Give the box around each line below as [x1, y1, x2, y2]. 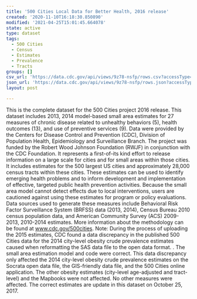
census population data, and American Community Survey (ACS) [6, 212, 163, 219]
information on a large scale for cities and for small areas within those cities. [6, 156, 191, 163]
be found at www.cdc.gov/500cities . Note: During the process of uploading [6, 224, 188, 232]
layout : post [6, 85, 38, 91]
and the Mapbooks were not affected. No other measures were [20, 274, 173, 282]
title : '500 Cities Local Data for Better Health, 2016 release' [6, 8, 169, 15]
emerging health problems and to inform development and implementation [6, 174, 186, 182]
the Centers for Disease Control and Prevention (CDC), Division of [6, 131, 165, 138]
